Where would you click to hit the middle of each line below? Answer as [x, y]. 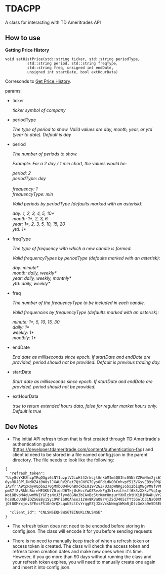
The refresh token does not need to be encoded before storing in [78, 526]
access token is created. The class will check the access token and [81, 546]
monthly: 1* [24, 337]
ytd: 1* [19, 229]
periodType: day [29, 178]
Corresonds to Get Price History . [38, 81]
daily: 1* [21, 327]
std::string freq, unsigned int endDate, [70, 67]
